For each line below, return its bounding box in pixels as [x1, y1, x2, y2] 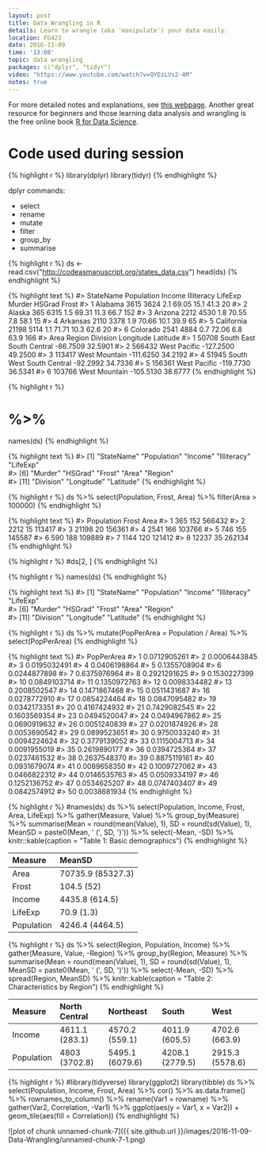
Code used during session [8, 144, 184, 163]
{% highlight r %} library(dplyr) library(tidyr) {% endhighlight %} [8, 171, 218, 180]
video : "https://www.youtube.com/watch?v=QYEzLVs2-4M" [8, 71, 193, 79]
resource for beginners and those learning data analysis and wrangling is [8, 108, 247, 117]
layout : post [8, 11, 51, 20]
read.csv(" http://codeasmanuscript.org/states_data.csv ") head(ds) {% [8, 267, 238, 277]
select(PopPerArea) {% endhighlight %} [8, 636, 139, 647]
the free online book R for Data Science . [8, 117, 139, 126]
